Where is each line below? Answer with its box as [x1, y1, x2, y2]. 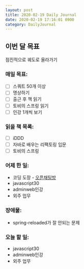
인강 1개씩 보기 [12, 109, 43, 115]
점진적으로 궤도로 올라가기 [5, 57, 58, 63]
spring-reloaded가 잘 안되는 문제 [12, 219, 80, 225]
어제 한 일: [5, 162, 29, 169]
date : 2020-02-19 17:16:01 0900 [5, 17, 74, 22]
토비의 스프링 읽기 [12, 102, 49, 109]
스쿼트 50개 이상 [12, 83, 46, 90]
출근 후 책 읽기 [12, 96, 42, 102]
